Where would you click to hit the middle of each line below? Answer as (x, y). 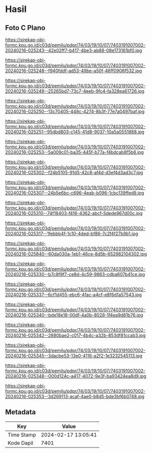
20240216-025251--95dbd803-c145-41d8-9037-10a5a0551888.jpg (75, 132)
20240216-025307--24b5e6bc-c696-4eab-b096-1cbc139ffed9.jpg (74, 193)
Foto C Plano (25, 28)
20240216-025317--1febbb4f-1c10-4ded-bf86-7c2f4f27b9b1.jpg (72, 234)
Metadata (20, 412)
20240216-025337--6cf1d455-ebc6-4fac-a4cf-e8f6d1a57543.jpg (73, 295)
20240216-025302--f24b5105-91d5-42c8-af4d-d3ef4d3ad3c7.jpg (74, 172)
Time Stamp (22, 434)
